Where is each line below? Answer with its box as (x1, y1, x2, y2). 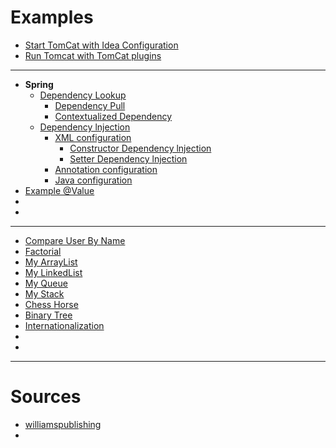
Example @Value (24, 184, 95, 196)
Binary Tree (24, 309, 73, 321)
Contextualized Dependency (54, 110, 173, 122)
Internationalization (24, 319, 105, 331)
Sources (10, 386, 82, 408)
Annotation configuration (54, 163, 158, 175)
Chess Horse (24, 298, 79, 310)
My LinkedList (24, 266, 83, 278)
